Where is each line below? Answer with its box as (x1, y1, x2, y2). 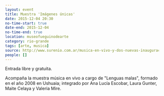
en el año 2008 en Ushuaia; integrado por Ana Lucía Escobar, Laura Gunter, (5, 80, 157, 86)
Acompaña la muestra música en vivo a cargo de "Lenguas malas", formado (5, 75, 158, 81)
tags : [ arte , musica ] (5, 43, 49, 48)
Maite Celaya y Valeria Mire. (5, 86, 61, 92)
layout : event (5, 7, 34, 12)
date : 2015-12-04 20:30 (5, 16, 54, 21)
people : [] (5, 52, 27, 58)
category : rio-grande (5, 39, 49, 44)
